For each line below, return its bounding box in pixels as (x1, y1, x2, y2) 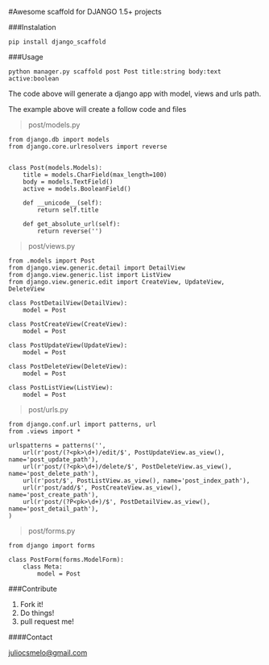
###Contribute (8, 584, 58, 593)
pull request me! (19, 617, 74, 626)
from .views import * (8, 427, 81, 436)
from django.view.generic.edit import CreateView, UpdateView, (8, 278, 226, 286)
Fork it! (19, 600, 44, 609)
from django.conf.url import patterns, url (8, 420, 157, 428)
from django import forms (8, 542, 95, 550)
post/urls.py (27, 405, 68, 414)
